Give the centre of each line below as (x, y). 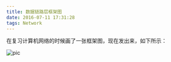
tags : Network (24, 23)
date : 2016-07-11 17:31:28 (41, 17)
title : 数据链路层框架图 (34, 12)
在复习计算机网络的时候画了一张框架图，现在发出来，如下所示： (86, 41)
